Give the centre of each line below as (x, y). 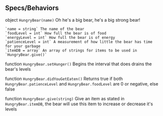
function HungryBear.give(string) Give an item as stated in (65, 98)
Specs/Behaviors (32, 8)
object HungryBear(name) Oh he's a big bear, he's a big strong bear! (73, 20)
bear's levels (18, 69)
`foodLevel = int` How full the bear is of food (56, 33)
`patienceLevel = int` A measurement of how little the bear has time (79, 42)
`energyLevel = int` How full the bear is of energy (60, 37)
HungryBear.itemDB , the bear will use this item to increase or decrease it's (79, 104)
